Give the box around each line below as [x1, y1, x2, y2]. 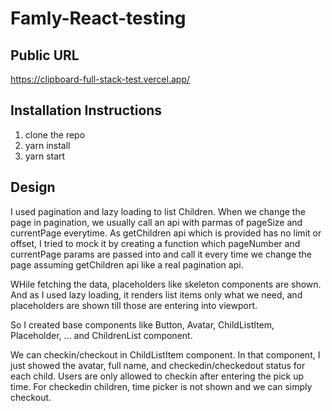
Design [10, 179, 56, 196]
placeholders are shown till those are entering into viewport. [10, 299, 258, 311]
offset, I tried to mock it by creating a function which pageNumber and [10, 237, 301, 249]
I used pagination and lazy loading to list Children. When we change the [10, 205, 306, 217]
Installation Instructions [10, 102, 163, 119]
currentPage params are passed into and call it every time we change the [10, 248, 313, 260]
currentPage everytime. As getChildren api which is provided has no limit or [10, 227, 322, 239]
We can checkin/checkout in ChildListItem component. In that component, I [10, 348, 321, 361]
